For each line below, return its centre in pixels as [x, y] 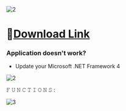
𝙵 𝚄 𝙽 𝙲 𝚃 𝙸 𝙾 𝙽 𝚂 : [31, 90]
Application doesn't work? [46, 53]
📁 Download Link [48, 34]
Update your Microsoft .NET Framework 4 [68, 66]
